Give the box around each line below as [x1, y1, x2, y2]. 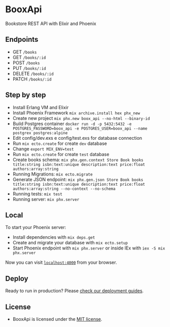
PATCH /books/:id [12, 76, 52, 82]
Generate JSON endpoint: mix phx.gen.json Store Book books [12, 176, 144, 182]
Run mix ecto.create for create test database [12, 151, 109, 157]
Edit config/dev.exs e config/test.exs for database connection [12, 135, 143, 141]
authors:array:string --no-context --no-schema [12, 186, 116, 191]
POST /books [12, 60, 40, 66]
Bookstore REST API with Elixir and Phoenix [5, 20, 97, 27]
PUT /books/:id [12, 65, 46, 71]
